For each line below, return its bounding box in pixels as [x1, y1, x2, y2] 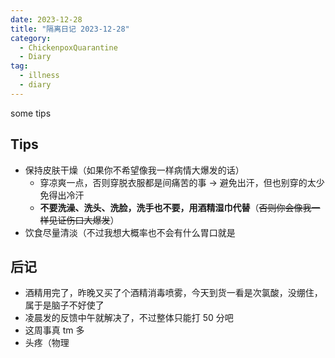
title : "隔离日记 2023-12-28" [10, 24, 130, 34]
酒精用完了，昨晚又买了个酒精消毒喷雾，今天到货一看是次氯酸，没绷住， [24, 287, 323, 299]
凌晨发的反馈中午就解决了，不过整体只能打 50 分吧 [24, 312, 234, 324]
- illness [19, 71, 60, 81]
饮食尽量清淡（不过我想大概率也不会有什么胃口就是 [24, 226, 236, 238]
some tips [10, 107, 52, 119]
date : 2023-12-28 [10, 14, 83, 25]
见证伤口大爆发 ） [48, 214, 120, 226]
